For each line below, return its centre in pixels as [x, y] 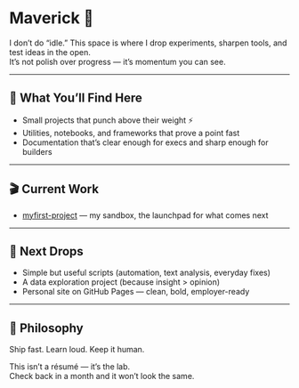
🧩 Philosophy [46, 328]
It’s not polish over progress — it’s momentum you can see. [117, 61]
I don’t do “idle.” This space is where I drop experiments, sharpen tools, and [148, 43]
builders [37, 151]
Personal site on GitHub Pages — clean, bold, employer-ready [136, 292]
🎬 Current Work [54, 189]
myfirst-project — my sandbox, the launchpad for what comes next [145, 215]
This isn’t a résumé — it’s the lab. [70, 367]
